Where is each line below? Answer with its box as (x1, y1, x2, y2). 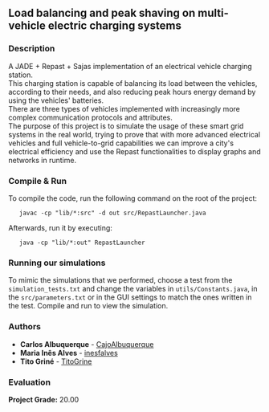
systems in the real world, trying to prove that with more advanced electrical (8, 129, 261, 139)
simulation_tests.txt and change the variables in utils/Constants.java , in (8, 284, 259, 294)
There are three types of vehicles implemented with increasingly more (8, 104, 241, 113)
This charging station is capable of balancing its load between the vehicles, (8, 78, 258, 88)
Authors (8, 321, 42, 332)
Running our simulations (8, 257, 106, 268)
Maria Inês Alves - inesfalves (19, 348, 118, 357)
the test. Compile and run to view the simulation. (8, 301, 169, 311)
